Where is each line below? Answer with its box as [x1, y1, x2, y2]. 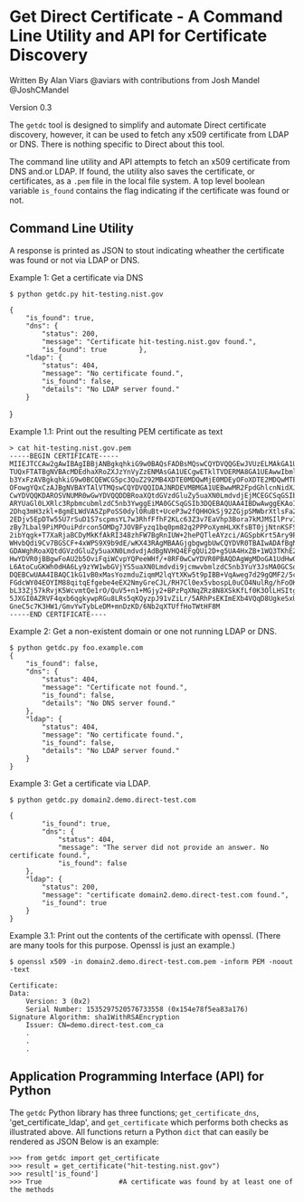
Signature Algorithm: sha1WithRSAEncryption [9, 1012, 180, 1022]
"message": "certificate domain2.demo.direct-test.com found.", [42, 890, 290, 900]
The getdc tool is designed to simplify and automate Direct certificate [9, 119, 267, 130]
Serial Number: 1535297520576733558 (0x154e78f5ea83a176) [25, 1005, 249, 1014]
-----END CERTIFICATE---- [9, 609, 107, 619]
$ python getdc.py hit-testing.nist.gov [9, 290, 165, 299]
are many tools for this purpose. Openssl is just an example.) [9, 940, 235, 950]
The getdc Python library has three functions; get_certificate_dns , [9, 1107, 260, 1118]
